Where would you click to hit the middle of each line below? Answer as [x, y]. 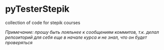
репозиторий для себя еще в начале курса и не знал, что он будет [76, 37]
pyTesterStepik [37, 9]
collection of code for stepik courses [43, 23]
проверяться [19, 42]
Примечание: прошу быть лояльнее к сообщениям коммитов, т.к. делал [82, 32]
